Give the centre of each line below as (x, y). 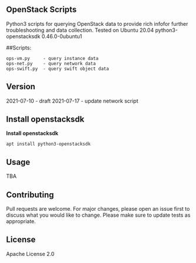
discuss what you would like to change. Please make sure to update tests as (98, 215)
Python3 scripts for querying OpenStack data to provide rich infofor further (97, 23)
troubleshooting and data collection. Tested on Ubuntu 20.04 (80, 30)
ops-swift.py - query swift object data (58, 69)
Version (21, 87)
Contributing (30, 195)
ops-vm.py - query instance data (52, 58)
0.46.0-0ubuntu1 (62, 36)
